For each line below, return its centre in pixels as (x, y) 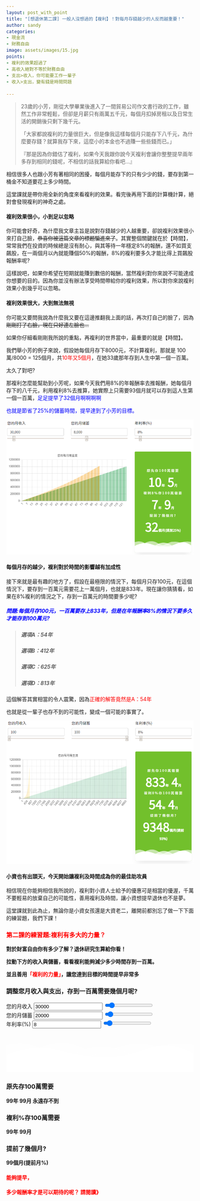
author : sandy (24, 25)
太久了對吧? (21, 370)
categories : (21, 32)
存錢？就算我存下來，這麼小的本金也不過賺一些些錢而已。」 (103, 141)
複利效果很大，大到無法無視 (40, 303)
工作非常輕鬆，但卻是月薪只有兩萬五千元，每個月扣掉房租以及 (101, 114)
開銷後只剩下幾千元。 (57, 122)
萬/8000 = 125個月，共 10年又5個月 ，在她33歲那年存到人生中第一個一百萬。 (99, 357)
